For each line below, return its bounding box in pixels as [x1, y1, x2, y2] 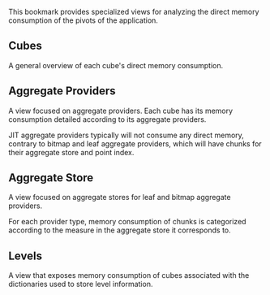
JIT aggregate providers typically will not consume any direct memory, [8, 130, 245, 140]
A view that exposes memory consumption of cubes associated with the [8, 271, 250, 280]
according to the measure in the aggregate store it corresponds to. [8, 225, 231, 235]
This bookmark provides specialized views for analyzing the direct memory [8, 7, 259, 16]
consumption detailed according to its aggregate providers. [8, 114, 207, 124]
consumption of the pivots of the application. [8, 15, 158, 25]
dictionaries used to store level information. [8, 280, 153, 289]
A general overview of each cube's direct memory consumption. [8, 60, 224, 70]
